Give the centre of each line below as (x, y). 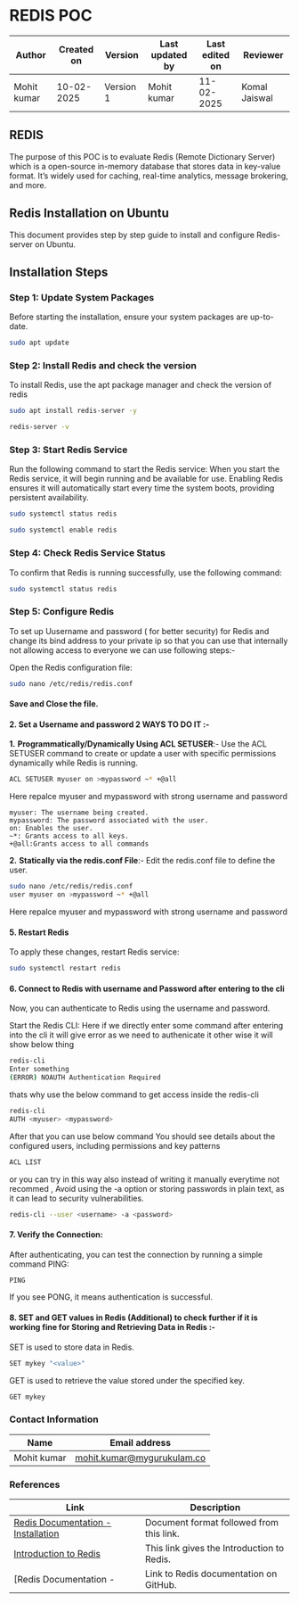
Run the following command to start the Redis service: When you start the (145, 469)
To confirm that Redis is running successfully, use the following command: (145, 573)
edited (215, 54)
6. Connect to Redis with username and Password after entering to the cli (147, 988)
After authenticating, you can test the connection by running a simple (136, 1254)
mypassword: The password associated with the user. (109, 821)
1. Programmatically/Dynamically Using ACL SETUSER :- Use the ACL (138, 744)
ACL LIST (25, 1162)
